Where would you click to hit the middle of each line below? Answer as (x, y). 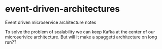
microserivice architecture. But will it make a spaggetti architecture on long (81, 37)
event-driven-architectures (63, 9)
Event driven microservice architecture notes (51, 22)
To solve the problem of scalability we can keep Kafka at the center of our (80, 32)
